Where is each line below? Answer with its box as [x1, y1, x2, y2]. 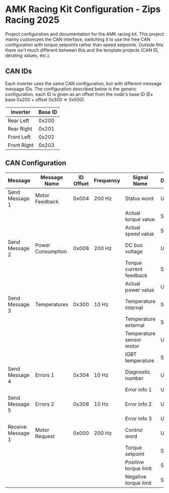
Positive [125, 458, 144, 465]
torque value [125, 215, 155, 223]
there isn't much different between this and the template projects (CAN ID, [5, 47, 159, 53]
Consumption [35, 248, 67, 255]
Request [35, 432, 55, 440]
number [125, 374, 144, 381]
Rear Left [8, 117, 29, 124]
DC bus [125, 241, 143, 248]
